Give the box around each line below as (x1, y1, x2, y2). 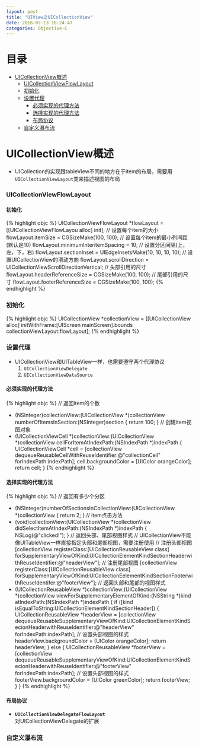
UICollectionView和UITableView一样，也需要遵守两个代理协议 (14, 358, 165, 365)
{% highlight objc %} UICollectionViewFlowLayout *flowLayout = (6, 220, 164, 227)
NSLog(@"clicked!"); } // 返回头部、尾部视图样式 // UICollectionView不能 (14, 532, 191, 539)
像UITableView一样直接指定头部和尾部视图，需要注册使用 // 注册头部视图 (14, 539, 192, 546)
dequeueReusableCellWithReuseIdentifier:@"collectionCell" (14, 452, 161, 459)
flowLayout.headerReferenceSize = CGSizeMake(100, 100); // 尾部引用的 (6, 271, 184, 278)
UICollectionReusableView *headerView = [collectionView (14, 611, 156, 618)
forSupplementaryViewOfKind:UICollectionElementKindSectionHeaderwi (14, 552, 192, 560)
